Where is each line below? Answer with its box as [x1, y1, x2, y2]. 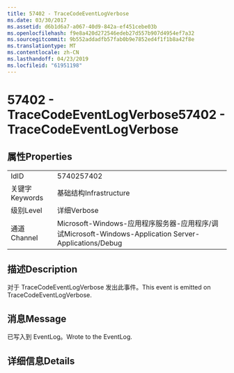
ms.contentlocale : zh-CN [7, 49, 79, 56]
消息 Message [7, 312, 67, 324]
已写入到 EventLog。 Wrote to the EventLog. [7, 333, 132, 341]
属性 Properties [7, 151, 72, 163]
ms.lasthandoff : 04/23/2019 [7, 56, 89, 63]
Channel [10, 232, 38, 242]
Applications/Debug [56, 238, 123, 248]
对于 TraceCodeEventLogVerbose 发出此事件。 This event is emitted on [7, 283, 211, 292]
